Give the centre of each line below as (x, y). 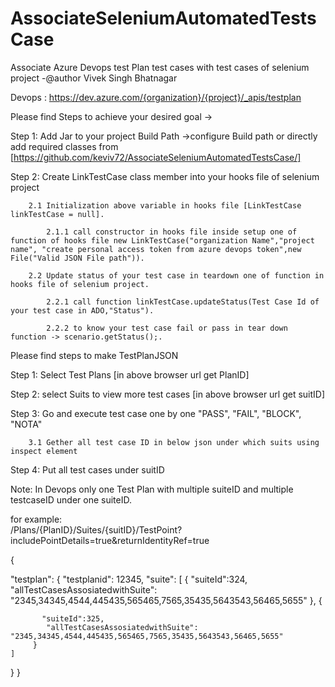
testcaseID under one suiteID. (71, 499)
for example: (36, 519)
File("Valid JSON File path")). (77, 258)
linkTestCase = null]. (57, 214)
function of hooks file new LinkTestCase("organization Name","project (162, 240)
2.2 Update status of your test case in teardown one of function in (176, 275)
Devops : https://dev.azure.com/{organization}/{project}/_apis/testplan (156, 97)
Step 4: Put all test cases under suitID (87, 469)
